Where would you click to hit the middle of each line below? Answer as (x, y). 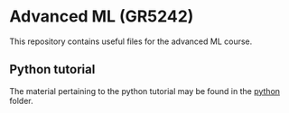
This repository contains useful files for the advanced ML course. (131, 41)
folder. (21, 100)
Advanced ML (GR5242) (102, 17)
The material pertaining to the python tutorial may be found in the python (145, 91)
